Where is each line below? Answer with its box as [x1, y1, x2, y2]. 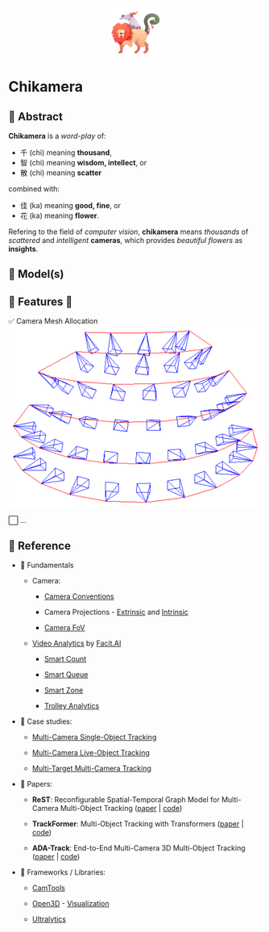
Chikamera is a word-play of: [8, 132, 106, 140]
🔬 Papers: [19, 779, 53, 789]
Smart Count [43, 654, 87, 664]
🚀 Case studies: [19, 717, 72, 726]
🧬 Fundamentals [19, 560, 74, 570]
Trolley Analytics [43, 701, 100, 711]
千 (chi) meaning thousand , [19, 148, 113, 157]
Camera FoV [43, 623, 86, 633]
